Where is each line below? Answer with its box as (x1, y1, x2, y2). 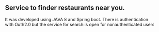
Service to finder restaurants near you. (5, 4, 125, 12)
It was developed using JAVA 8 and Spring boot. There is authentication (5, 16, 149, 22)
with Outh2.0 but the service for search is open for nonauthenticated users (5, 21, 155, 27)
